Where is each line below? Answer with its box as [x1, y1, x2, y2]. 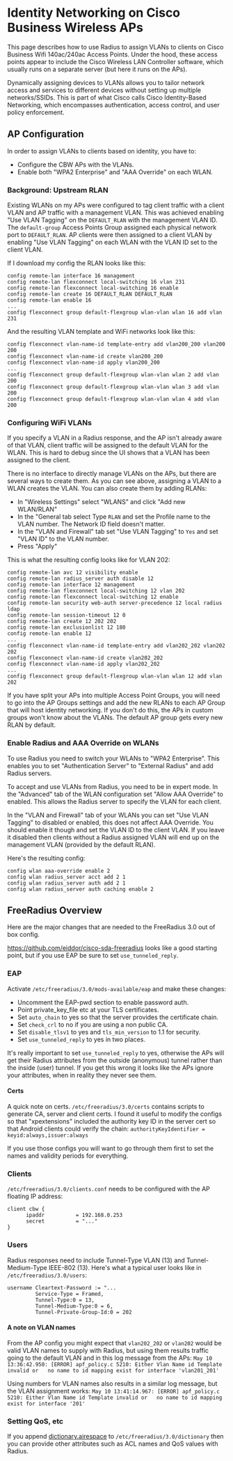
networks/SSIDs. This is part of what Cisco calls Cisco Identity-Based [7, 93, 207, 102]
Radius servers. [7, 769, 52, 777]
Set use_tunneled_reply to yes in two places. [17, 1035, 146, 1043]
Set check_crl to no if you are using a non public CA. [17, 1020, 168, 1029]
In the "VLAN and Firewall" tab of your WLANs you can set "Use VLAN [7, 811, 209, 819]
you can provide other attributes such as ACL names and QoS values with [7, 1439, 218, 1448]
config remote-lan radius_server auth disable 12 [7, 575, 154, 583]
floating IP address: [7, 1192, 63, 1200]
